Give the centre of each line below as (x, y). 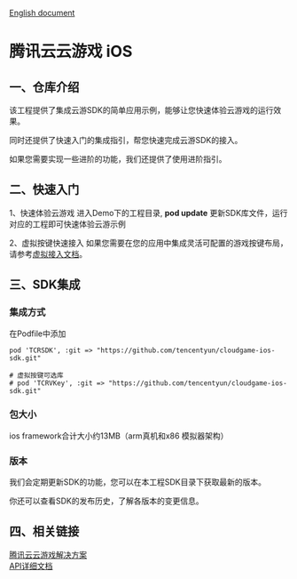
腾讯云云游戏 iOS (71, 52)
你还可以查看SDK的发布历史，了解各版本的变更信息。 (106, 501)
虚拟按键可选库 (40, 375)
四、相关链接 (44, 531)
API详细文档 (31, 566)
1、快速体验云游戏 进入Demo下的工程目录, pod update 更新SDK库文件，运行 (148, 213)
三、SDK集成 (45, 285)
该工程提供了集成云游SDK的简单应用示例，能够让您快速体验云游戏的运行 (141, 110)
